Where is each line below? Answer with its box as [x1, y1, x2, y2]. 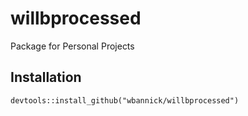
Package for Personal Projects [10, 40, 135, 52]
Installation [10, 69, 82, 86]
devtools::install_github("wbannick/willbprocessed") [10, 95, 240, 106]
